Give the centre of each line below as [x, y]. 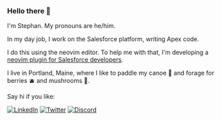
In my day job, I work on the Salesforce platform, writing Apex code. [103, 39]
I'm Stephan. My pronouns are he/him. [61, 26]
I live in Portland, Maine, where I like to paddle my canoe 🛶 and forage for [111, 73]
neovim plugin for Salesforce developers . [65, 60]
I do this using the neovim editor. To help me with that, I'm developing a [108, 52]
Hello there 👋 [29, 11]
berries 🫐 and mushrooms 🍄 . [48, 81]
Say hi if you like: [31, 97]
